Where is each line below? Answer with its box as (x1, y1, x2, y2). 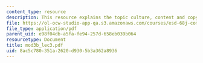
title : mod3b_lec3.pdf (6, 43, 63, 49)
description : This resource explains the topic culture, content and (6, 14, 185, 20)
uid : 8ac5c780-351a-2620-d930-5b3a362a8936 (6, 48, 118, 54)
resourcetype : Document (6, 37, 66, 43)
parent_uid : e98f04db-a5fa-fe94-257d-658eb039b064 (6, 31, 137, 37)
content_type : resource (6, 8, 66, 15)
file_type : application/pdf (6, 25, 77, 32)
